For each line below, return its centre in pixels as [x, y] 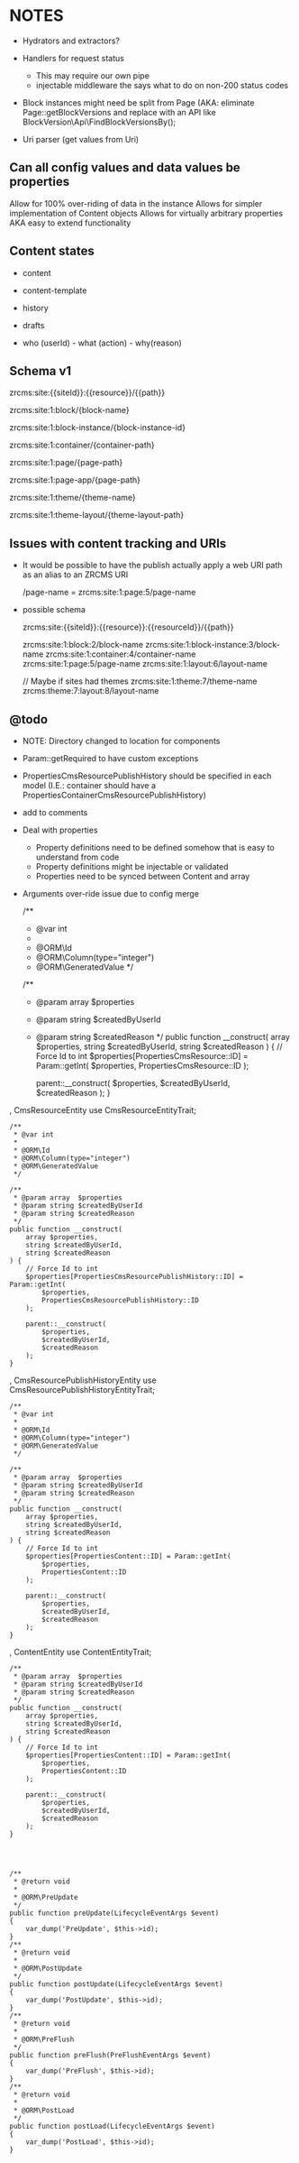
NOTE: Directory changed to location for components [121, 741]
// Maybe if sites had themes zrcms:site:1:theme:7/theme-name [140, 681]
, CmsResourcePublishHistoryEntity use [83, 1380]
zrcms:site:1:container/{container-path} [82, 445]
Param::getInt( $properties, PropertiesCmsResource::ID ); [142, 1066]
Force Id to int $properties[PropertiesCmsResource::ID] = [142, 1056]
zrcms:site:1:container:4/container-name [121, 654]
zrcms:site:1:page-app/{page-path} [75, 480]
